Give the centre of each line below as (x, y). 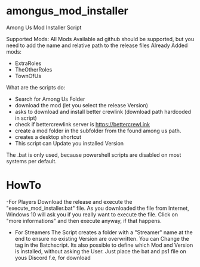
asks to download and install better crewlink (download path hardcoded (103, 111)
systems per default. (31, 161)
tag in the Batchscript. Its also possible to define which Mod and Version (104, 245)
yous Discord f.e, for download (53, 257)
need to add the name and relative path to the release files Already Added (97, 45)
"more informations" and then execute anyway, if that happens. (84, 221)
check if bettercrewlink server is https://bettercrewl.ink (82, 124)
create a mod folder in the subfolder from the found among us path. (98, 131)
